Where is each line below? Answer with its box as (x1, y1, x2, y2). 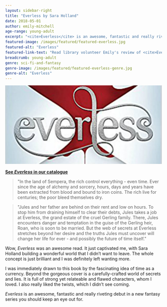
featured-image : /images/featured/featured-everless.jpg (5, 40, 126, 45)
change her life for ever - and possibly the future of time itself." (17, 235, 147, 241)
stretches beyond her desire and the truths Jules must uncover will (17, 230, 155, 236)
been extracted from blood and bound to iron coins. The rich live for (17, 189, 157, 195)
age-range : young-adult (5, 29, 55, 34)
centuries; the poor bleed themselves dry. (17, 194, 103, 200)
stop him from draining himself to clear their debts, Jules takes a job (17, 209, 157, 215)
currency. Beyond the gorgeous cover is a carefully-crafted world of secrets (5, 271, 161, 277)
